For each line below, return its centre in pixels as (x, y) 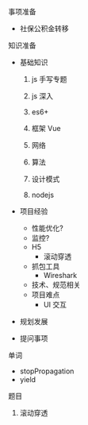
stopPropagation (47, 371)
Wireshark (60, 275)
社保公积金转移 (44, 29)
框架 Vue (46, 128)
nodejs (42, 195)
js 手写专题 (49, 79)
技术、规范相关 (56, 285)
